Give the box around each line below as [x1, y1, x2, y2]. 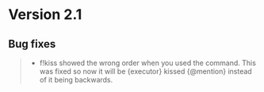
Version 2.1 [8, 6, 82, 24]
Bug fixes [8, 37, 56, 51]
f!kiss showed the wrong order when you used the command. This [39, 58, 256, 67]
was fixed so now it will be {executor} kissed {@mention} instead [39, 67, 252, 76]
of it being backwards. [39, 75, 113, 84]
